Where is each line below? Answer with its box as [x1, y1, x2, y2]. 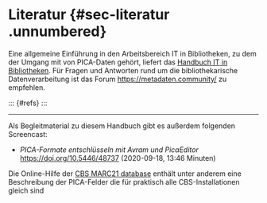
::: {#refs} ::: [8, 98, 48, 107]
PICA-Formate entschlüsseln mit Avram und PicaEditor [19, 145, 199, 154]
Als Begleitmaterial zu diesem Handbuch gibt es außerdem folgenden [8, 121, 236, 131]
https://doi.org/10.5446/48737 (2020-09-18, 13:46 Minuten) [19, 153, 216, 162]
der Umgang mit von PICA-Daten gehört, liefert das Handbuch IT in [8, 57, 228, 67]
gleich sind [8, 185, 44, 195]
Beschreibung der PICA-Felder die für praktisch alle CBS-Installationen [8, 177, 240, 186]
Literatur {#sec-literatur [8, 6, 170, 24]
